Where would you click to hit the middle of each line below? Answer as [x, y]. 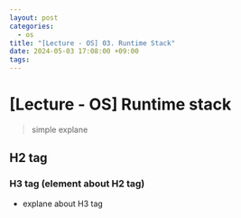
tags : [19, 60]
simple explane [60, 129]
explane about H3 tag [63, 204]
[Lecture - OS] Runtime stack [120, 104]
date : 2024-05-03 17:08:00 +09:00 [74, 52]
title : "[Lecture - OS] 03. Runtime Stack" [93, 43]
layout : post [34, 18]
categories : [32, 26]
